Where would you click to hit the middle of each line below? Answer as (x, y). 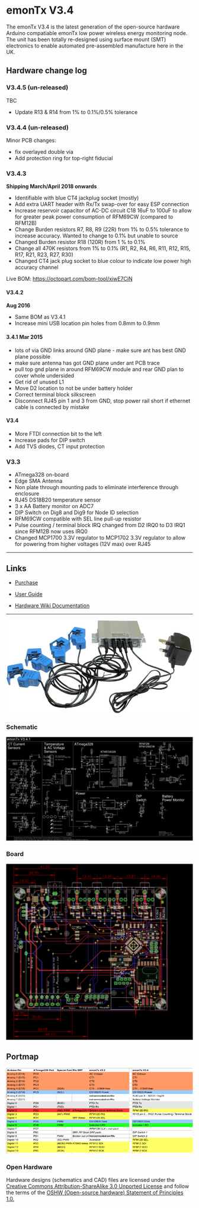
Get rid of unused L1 (39, 382)
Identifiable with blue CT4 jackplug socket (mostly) (77, 198)
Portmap (23, 1056)
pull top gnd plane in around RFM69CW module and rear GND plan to (99, 369)
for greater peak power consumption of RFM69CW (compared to (94, 217)
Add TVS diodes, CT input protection (60, 446)
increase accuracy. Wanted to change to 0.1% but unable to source (96, 236)
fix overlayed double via (44, 151)
